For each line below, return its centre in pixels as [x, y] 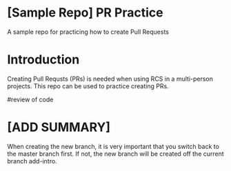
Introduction [43, 60]
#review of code [30, 99]
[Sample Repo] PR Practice [85, 13]
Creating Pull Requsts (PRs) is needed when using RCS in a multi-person [110, 79]
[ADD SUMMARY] [59, 127]
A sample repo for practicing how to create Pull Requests [88, 32]
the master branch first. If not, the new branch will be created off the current [115, 154]
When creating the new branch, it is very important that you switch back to [113, 146]
